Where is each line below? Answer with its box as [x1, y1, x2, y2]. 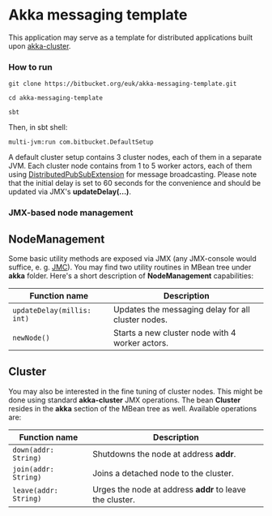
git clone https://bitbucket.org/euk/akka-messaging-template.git [8, 80, 237, 88]
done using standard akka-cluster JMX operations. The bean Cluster [8, 395, 241, 405]
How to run [8, 61, 53, 72]
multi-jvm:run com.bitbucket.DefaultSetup [8, 138, 154, 147]
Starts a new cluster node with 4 [113, 327, 236, 338]
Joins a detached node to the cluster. [92, 467, 235, 479]
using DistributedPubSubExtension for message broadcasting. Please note [8, 170, 257, 179]
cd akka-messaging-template [8, 94, 104, 102]
